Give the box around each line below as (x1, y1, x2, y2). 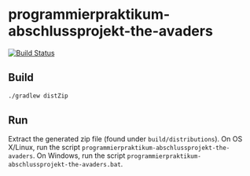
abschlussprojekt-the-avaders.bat (8, 161, 122, 169)
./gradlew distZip (8, 92, 68, 100)
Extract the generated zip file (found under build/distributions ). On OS (8, 134, 243, 144)
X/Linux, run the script (8, 143, 81, 152)
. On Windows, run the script (32, 151, 126, 160)
